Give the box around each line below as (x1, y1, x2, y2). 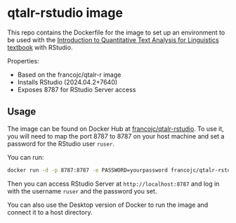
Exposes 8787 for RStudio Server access (17, 85, 136, 94)
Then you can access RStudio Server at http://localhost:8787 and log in (7, 179, 220, 188)
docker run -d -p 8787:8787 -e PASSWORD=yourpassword (7, 167, 169, 174)
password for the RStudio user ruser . (7, 139, 114, 148)
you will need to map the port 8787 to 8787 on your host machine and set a (7, 132, 225, 140)
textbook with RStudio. (7, 43, 73, 51)
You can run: (7, 153, 44, 161)
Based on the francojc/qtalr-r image (17, 70, 122, 79)
